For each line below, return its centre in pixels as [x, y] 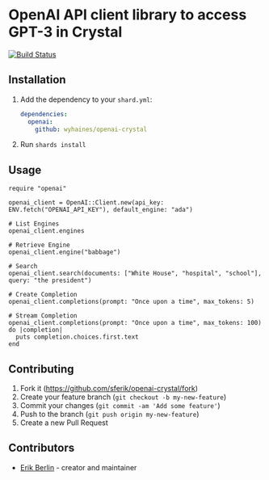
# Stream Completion [43, 316]
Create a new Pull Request [64, 423]
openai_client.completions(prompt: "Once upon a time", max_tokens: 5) [131, 302]
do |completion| [36, 330]
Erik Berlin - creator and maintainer [78, 467]
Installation [37, 80]
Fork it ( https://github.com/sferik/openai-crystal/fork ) [109, 388]
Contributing [41, 369]
